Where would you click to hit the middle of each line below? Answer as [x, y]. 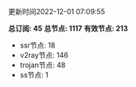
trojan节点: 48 [43, 65]
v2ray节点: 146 [44, 55]
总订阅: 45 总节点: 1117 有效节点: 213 [68, 28]
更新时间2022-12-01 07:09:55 [57, 11]
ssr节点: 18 [37, 45]
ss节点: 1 [34, 75]
